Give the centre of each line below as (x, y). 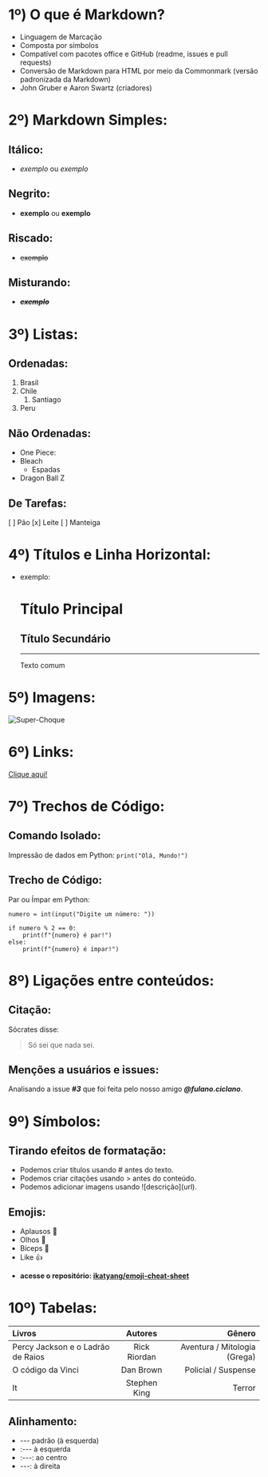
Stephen (142, 1383)
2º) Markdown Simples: (88, 120)
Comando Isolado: (55, 836)
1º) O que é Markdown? (87, 15)
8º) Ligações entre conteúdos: (111, 980)
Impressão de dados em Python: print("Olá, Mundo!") (99, 855)
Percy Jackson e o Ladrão (61, 1347)
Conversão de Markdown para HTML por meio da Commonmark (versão (139, 70)
